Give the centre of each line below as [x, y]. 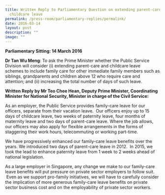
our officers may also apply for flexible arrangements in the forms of [74, 126]
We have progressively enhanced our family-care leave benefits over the [79, 141]
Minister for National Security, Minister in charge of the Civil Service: [77, 96]
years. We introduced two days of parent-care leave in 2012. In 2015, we [79, 146]
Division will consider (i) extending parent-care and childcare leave [73, 66]
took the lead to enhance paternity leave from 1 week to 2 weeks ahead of [80, 152]
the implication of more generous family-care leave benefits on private [76, 182]
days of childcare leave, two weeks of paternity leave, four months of [75, 116]
